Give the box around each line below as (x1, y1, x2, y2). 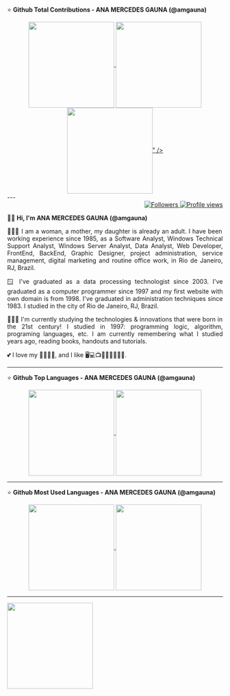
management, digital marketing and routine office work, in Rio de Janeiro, (7, 256, 223, 265)
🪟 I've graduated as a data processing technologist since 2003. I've (7, 278, 223, 285)
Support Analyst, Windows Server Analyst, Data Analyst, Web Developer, (7, 242, 223, 249)
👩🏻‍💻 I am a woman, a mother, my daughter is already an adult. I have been (7, 227, 222, 235)
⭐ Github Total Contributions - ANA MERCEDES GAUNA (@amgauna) (7, 5, 207, 14)
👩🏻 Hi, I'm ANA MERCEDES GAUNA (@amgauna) (7, 214, 148, 222)
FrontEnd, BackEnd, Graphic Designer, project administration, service (7, 249, 223, 257)
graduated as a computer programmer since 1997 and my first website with (7, 287, 223, 295)
